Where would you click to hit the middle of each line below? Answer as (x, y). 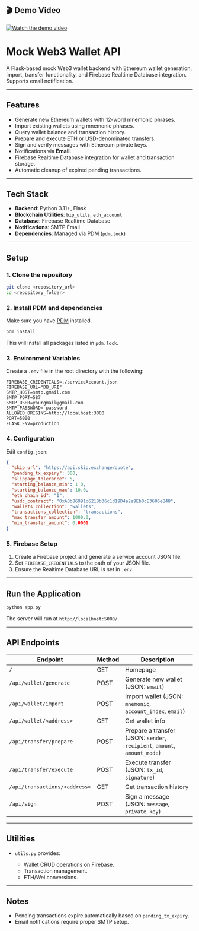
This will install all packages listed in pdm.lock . (62, 343)
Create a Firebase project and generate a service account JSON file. (98, 557)
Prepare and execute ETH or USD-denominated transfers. (85, 138)
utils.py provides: (38, 853)
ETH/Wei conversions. (51, 877)
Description (158, 660)
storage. (25, 163)
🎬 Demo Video (33, 10)
